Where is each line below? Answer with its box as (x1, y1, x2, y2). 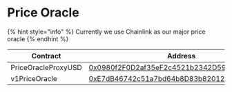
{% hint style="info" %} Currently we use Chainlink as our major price (7, 27, 206, 36)
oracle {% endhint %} (7, 34, 69, 43)
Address (166, 51, 196, 60)
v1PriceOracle (10, 73, 57, 83)
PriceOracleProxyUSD (10, 62, 82, 72)
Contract (31, 51, 61, 60)
